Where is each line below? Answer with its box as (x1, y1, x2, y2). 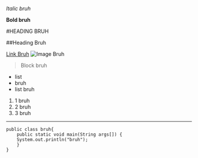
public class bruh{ (6, 126, 54, 132)
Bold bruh (6, 16, 31, 23)
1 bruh (14, 97, 30, 104)
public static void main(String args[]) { (16, 132, 123, 137)
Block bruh (20, 62, 47, 69)
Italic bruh (6, 5, 31, 12)
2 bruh (14, 103, 31, 110)
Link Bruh (6, 51, 29, 58)
